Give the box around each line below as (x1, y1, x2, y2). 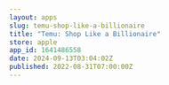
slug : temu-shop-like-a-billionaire (9, 21, 145, 30)
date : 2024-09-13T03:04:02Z (9, 54, 114, 63)
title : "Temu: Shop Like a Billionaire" (9, 29, 162, 38)
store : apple (9, 37, 58, 47)
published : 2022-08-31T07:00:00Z (9, 63, 133, 72)
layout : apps (9, 12, 58, 22)
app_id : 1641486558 (9, 46, 82, 55)
